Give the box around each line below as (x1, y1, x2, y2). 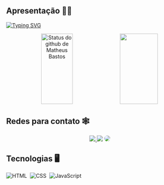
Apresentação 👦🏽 (6, 6, 72, 16)
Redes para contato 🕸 (6, 116, 90, 126)
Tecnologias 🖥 (6, 154, 60, 164)
